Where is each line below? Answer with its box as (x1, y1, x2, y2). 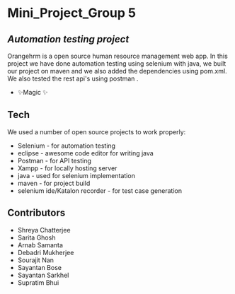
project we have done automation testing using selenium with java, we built (7, 59, 227, 68)
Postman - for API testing (17, 156, 92, 165)
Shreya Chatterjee (17, 225, 71, 234)
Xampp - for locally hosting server (17, 164, 117, 172)
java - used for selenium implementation (17, 171, 136, 180)
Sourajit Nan (17, 256, 55, 264)
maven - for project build (17, 179, 91, 187)
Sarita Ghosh (17, 233, 56, 242)
